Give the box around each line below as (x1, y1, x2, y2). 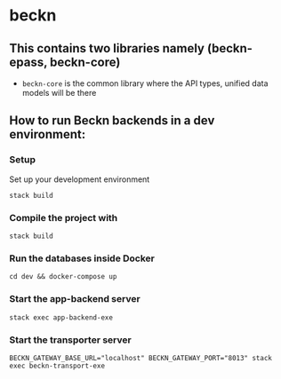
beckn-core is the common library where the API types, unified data (21, 78, 269, 89)
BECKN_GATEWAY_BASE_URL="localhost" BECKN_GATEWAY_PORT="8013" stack (9, 353, 273, 362)
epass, (9, 54, 48, 69)
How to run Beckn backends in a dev (9, 113, 215, 129)
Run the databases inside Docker (9, 252, 156, 265)
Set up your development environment (9, 174, 150, 185)
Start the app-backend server (9, 293, 140, 305)
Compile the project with (9, 211, 118, 224)
